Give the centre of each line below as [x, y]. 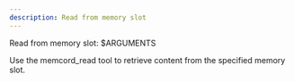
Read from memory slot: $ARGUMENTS [83, 43]
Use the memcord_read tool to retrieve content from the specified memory [147, 60]
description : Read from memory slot [78, 17]
